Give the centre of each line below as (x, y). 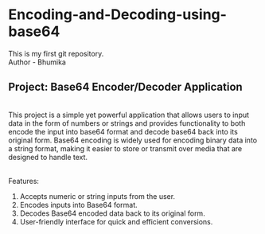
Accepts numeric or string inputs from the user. (97, 196)
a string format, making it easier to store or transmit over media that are (125, 148)
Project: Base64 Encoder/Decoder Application (125, 87)
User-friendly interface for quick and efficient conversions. (116, 221)
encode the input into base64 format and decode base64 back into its (123, 131)
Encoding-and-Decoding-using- (117, 15)
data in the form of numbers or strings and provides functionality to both (127, 123)
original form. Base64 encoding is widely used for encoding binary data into (132, 140)
